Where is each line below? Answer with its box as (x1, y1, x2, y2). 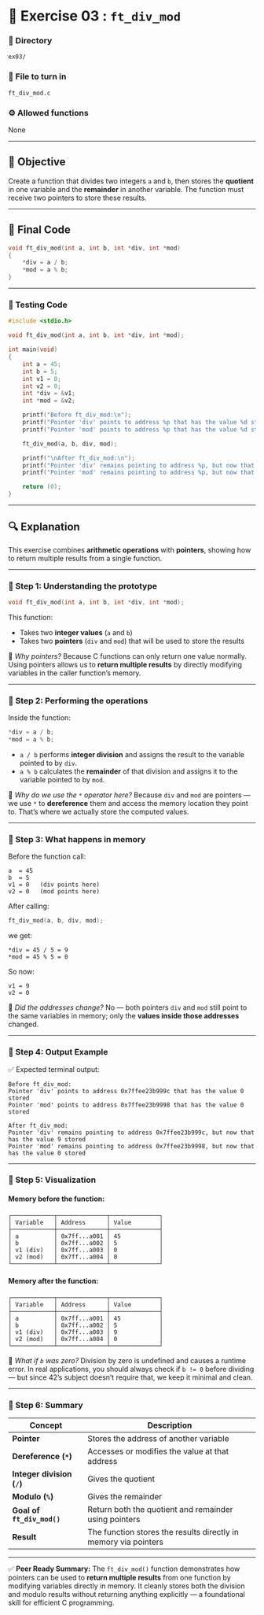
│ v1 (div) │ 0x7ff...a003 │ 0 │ (8, 1246, 163, 1254)
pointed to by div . (19, 759, 77, 768)
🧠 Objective (8, 155, 66, 168)
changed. (8, 1019, 39, 1029)
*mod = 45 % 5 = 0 (8, 953, 68, 961)
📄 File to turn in (8, 71, 67, 82)
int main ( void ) (8, 346, 58, 353)
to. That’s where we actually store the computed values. (8, 807, 189, 817)
